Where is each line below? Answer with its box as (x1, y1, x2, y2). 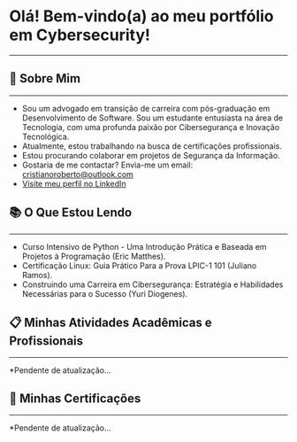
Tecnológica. (21, 131, 70, 142)
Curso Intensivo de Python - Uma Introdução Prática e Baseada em (21, 241, 267, 252)
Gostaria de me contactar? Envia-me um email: (21, 159, 194, 170)
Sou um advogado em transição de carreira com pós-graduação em (21, 103, 270, 113)
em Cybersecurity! (9, 25, 150, 45)
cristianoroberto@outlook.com (21, 168, 134, 179)
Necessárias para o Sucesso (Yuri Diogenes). (21, 288, 188, 299)
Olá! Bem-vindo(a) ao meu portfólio (9, 6, 274, 27)
